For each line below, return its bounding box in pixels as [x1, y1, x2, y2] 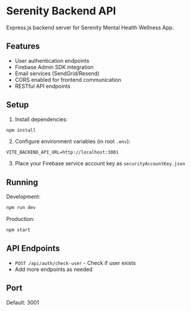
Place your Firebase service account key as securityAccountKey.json [14, 160, 186, 167]
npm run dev [6, 205, 36, 211]
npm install [6, 127, 36, 133]
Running [6, 177, 39, 187]
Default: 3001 [6, 298, 39, 306]
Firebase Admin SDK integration [14, 63, 94, 70]
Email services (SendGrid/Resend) [14, 70, 100, 77]
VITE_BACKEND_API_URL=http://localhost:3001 [6, 149, 119, 156]
